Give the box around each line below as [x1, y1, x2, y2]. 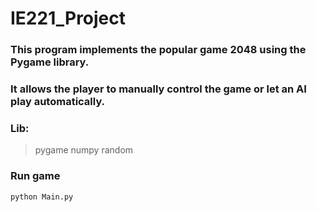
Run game [10, 169, 61, 183]
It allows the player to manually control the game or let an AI [10, 82, 307, 96]
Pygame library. [10, 55, 90, 69]
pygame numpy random [34, 144, 134, 156]
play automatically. [10, 95, 106, 109]
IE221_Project [10, 7, 127, 30]
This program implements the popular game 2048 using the [10, 43, 307, 57]
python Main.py [10, 192, 74, 202]
